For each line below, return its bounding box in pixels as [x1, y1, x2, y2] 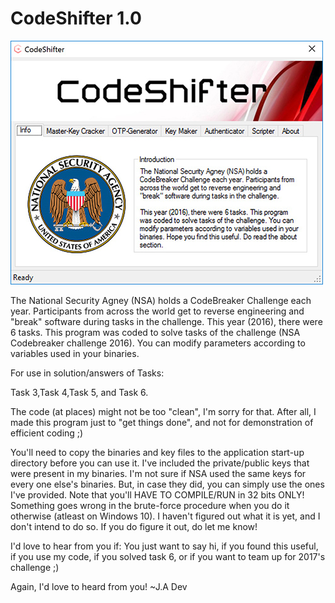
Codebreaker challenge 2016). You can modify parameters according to [10, 337, 306, 349]
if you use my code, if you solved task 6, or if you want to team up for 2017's [10, 550, 326, 562]
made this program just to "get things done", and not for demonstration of [10, 416, 314, 428]
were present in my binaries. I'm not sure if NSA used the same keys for [10, 467, 307, 479]
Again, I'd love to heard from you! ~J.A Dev [10, 580, 188, 592]
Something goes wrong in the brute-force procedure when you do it [10, 499, 290, 511]
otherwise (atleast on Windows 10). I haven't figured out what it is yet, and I [10, 510, 321, 522]
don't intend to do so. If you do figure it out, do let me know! [10, 520, 258, 532]
